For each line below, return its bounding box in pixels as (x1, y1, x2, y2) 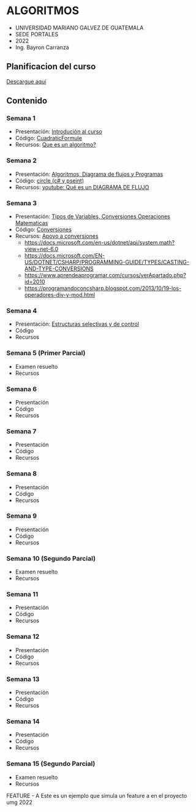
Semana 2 (6, 156, 37, 165)
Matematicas (15, 219, 48, 227)
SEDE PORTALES (15, 30, 59, 37)
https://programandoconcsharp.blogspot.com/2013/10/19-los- (24, 285, 182, 292)
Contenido (6, 96, 48, 106)
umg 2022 (6, 798, 32, 806)
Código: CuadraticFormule (15, 135, 83, 142)
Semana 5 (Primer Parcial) (6, 349, 86, 357)
